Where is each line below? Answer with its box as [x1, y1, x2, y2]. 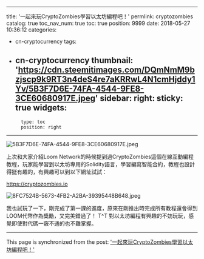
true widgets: [15, 103, 67, 113]
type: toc [21, 119, 46, 125]
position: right [21, 124, 62, 130]
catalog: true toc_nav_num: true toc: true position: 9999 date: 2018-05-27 [6, 19, 191, 27]
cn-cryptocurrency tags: [15, 38, 77, 45]
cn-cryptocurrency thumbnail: [15, 55, 134, 66]
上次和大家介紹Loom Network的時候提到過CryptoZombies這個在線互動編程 [6, 153, 194, 160]
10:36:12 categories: [6, 26, 57, 33]
